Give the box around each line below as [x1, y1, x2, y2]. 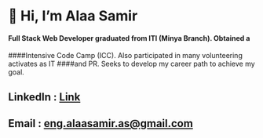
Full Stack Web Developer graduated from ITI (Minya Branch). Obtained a [8, 33, 250, 42]
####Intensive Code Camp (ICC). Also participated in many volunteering [8, 51, 243, 60]
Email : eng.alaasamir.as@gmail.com [8, 117, 194, 130]
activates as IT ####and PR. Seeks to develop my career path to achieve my [8, 59, 255, 69]
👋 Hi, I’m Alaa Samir [8, 7, 138, 25]
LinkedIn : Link [8, 90, 81, 103]
